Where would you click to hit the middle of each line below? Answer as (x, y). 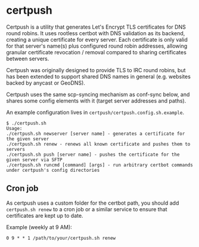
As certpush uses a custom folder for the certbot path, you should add (93, 203)
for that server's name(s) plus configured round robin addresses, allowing (97, 46)
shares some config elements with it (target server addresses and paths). (96, 101)
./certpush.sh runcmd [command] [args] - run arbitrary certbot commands (100, 165)
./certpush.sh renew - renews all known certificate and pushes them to (98, 144)
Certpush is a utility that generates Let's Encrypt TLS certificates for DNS (96, 27)
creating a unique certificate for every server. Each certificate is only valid (97, 39)
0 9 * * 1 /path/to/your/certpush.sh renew (61, 238)
